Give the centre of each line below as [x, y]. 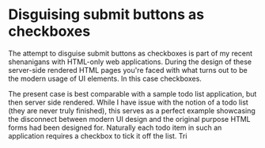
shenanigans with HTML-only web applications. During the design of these [130, 62]
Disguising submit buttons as [106, 15]
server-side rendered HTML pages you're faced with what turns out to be [128, 70]
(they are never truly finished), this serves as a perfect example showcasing [132, 110]
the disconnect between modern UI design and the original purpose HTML [129, 119]
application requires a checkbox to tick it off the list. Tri [98, 135]
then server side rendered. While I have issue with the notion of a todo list [129, 102]
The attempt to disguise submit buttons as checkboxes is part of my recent [131, 53]
